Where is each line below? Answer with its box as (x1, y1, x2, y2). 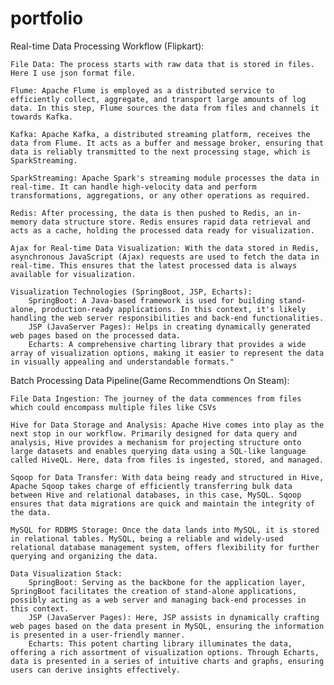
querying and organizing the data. (10, 551, 159, 561)
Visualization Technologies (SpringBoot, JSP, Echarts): (10, 287, 253, 297)
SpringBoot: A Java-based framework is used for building (28, 295, 275, 306)
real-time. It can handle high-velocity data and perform (10, 182, 257, 192)
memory (10, 217, 38, 227)
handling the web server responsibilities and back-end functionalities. (10, 313, 325, 323)
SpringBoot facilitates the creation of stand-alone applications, (10, 586, 298, 596)
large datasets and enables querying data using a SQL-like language (10, 446, 307, 456)
